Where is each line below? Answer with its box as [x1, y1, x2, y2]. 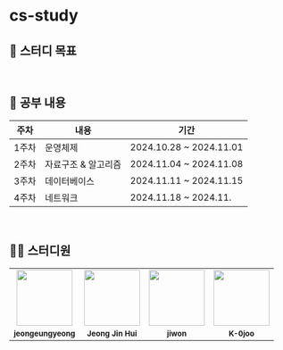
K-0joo [229, 328, 254, 338]
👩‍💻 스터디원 [9, 243, 71, 259]
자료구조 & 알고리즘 [44, 158, 122, 171]
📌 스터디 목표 [9, 43, 78, 58]
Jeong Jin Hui [87, 328, 137, 338]
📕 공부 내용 [9, 96, 67, 111]
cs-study [9, 5, 79, 26]
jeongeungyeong [13, 328, 76, 338]
